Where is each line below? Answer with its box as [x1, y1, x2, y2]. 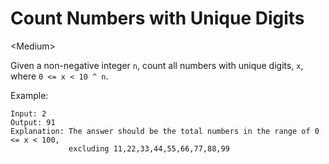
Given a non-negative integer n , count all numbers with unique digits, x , [10, 59, 304, 71]
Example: [10, 89, 49, 101]
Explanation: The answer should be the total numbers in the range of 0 [10, 126, 320, 136]
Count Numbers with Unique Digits [10, 7, 305, 30]
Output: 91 [10, 117, 56, 127]
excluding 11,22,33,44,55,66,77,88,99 [68, 143, 230, 154]
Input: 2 [10, 108, 47, 119]
